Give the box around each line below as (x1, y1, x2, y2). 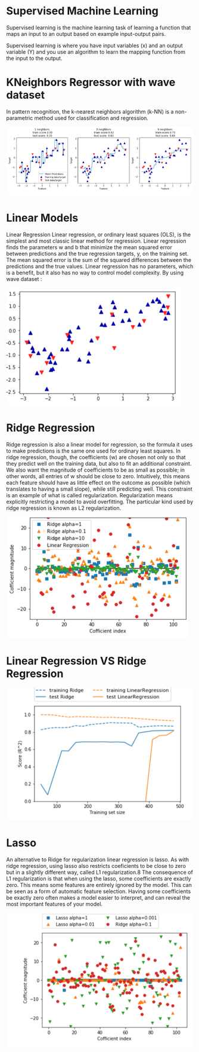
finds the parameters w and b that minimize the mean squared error (6, 244, 173, 251)
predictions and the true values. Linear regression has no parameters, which (6, 263, 194, 270)
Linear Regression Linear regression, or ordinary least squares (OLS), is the (6, 231, 191, 238)
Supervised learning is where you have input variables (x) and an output (6, 42, 183, 49)
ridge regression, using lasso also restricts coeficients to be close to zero (6, 862, 186, 869)
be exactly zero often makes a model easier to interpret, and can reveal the (6, 894, 191, 901)
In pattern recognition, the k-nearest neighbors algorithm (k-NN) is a (6, 108, 174, 115)
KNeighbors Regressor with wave (6, 76, 176, 89)
